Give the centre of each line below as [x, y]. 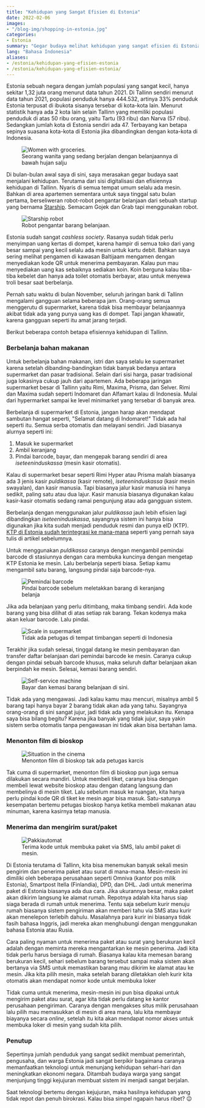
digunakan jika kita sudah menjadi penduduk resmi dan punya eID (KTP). [98, 525]
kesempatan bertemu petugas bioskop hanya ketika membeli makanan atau [101, 805]
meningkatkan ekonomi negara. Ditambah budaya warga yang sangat [94, 1074]
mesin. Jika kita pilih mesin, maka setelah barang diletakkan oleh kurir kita [99, 974]
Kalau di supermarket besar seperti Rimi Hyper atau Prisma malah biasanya [101, 474]
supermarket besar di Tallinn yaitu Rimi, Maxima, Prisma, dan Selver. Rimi [98, 387]
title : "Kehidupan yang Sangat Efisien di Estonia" [73, 12]
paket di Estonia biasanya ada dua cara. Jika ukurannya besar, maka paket [100, 891]
